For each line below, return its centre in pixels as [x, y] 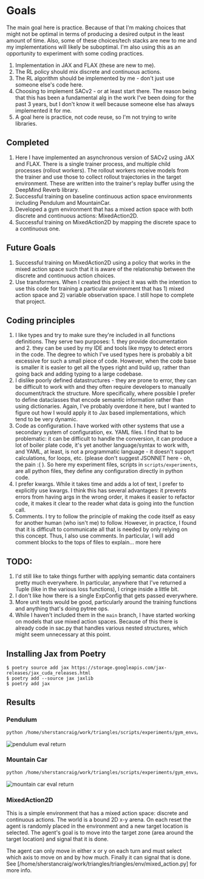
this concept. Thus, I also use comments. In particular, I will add [95, 536]
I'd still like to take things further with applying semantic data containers [105, 576]
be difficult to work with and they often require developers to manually [103, 387]
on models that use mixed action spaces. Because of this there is [97, 622]
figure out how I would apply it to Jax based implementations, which [100, 413]
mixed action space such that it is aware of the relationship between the [105, 269]
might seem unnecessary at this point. [63, 635]
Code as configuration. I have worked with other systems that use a [100, 426]
